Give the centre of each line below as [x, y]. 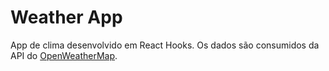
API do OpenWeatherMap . [64, 55]
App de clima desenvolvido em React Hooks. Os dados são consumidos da [165, 45]
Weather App [66, 17]
